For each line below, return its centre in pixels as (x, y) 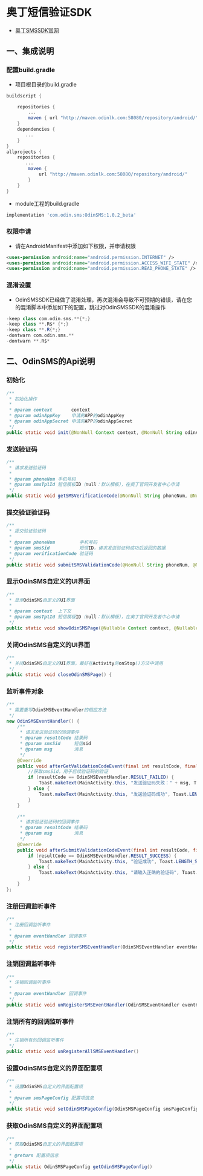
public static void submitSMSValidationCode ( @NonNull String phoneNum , (98, 565)
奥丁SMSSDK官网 (37, 30)
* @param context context (50, 410)
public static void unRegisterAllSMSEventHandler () (72, 1051)
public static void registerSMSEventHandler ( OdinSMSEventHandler (90, 947)
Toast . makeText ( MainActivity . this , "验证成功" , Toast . (107, 861)
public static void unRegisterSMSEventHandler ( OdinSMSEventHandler (93, 1005)
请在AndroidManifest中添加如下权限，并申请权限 (75, 246)
